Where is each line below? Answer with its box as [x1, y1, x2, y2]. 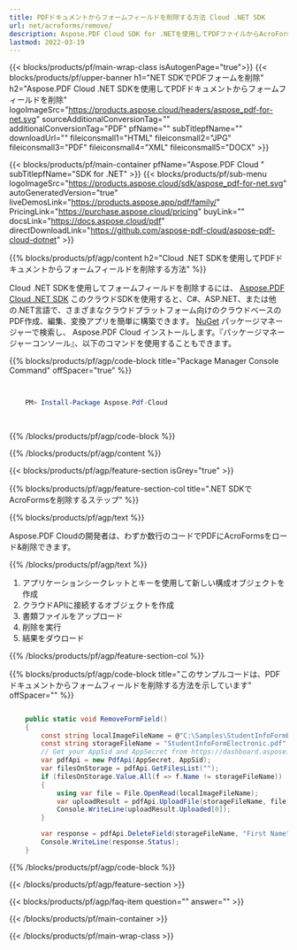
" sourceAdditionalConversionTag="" [35, 114, 171, 125]
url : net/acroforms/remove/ [9, 21, 113, 30]
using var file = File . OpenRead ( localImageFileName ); [56, 789, 259, 798]
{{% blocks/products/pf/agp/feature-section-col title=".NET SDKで [9, 483, 253, 494]
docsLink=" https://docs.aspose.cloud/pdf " [9, 216, 165, 227]
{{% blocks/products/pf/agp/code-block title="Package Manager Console [9, 356, 279, 367]
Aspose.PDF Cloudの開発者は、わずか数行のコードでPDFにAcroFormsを [9, 530, 272, 541]
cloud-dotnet [9, 235, 57, 245]
